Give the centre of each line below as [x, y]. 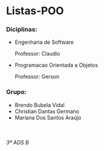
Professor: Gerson [37, 77]
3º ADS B [18, 143]
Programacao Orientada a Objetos [56, 65]
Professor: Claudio [37, 54]
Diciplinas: [22, 30]
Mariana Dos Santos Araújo [48, 117]
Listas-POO [35, 11]
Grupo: [16, 92]
